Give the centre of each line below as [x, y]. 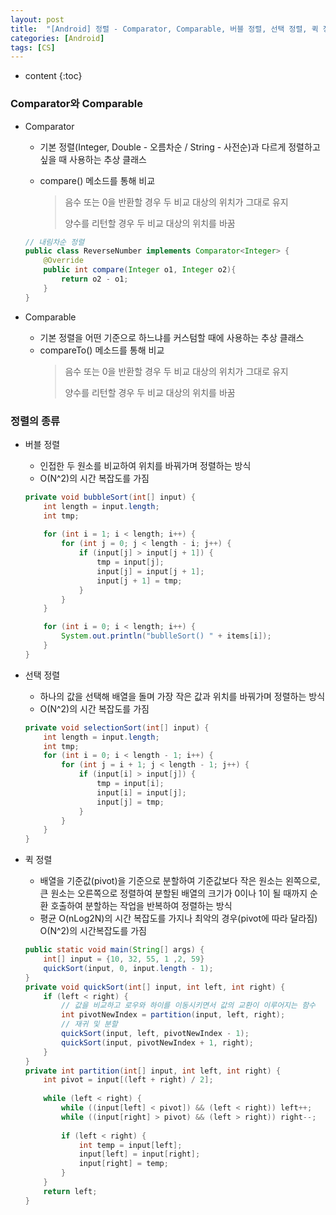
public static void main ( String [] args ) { [114, 950]
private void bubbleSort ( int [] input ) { [110, 497]
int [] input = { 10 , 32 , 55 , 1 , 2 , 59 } [124, 959]
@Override [63, 261]
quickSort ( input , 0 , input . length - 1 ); [128, 968]
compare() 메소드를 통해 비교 [97, 180]
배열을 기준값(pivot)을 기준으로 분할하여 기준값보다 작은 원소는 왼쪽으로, [180, 881]
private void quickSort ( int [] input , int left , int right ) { [155, 987]
